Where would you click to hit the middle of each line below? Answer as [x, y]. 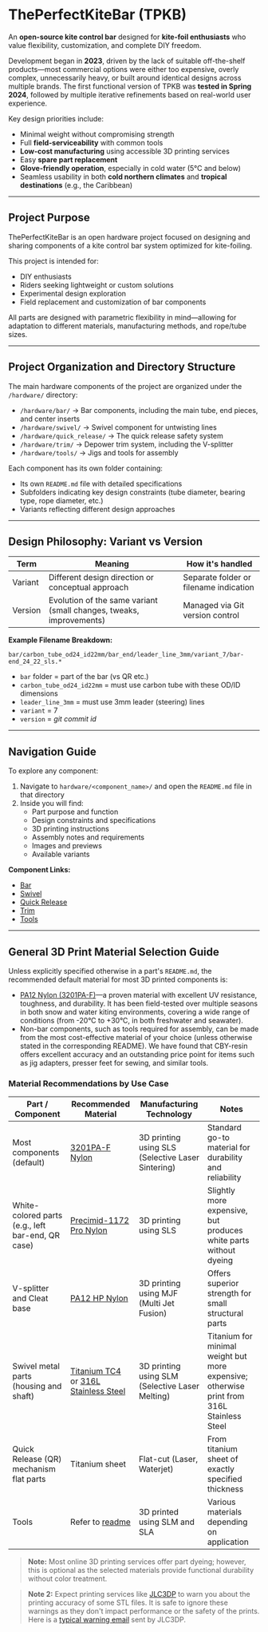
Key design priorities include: [56, 118]
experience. [28, 103]
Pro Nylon [89, 1230]
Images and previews [67, 846]
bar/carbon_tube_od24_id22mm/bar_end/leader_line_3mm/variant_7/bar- [126, 655]
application [228, 1542]
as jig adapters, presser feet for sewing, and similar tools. [114, 1063]
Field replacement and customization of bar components [113, 302]
